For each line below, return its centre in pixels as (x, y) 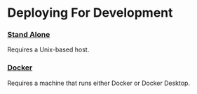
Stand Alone (29, 35)
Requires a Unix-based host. (48, 49)
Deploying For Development (90, 13)
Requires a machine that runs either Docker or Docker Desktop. (99, 83)
